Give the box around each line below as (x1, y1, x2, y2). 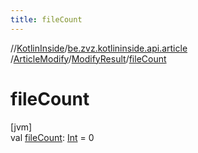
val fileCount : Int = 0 (10, 131, 95, 143)
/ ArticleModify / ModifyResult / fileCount (10, 52, 167, 65)
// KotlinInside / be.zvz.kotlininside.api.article (10, 42, 188, 54)
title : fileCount (10, 14, 83, 25)
